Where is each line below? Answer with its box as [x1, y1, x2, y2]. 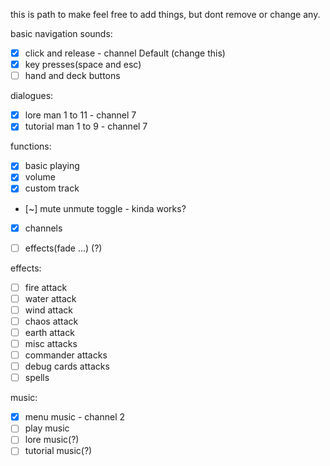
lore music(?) [24, 434, 80, 446]
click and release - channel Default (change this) [24, 47, 226, 59]
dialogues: [10, 90, 54, 102]
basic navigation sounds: [10, 28, 113, 39]
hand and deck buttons [24, 70, 121, 82]
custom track [24, 182, 80, 194]
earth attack [24, 326, 75, 338]
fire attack [24, 281, 68, 293]
